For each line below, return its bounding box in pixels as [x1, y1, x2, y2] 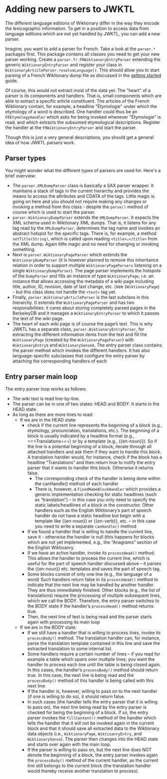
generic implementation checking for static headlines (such [34, 491, 157, 497]
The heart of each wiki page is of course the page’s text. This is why [12, 320, 153, 326]
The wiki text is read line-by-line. [12, 396, 80, 402]
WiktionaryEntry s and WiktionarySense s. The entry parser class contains [12, 342, 162, 348]
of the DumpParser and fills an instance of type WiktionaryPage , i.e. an [12, 273, 154, 279]
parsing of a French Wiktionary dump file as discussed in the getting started [5, 72, 162, 78]
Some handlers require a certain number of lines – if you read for [27, 651, 161, 657]
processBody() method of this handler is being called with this [27, 677, 154, 683]
